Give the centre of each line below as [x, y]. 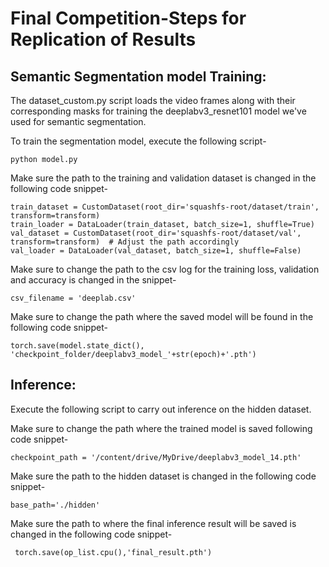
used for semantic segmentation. [78, 121]
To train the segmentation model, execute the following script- [138, 141]
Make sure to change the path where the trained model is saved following [161, 428]
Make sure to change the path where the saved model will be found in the [162, 316]
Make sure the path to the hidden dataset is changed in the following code [163, 476]
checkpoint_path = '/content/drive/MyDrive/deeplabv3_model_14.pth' [156, 457]
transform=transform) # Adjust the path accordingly [125, 242]
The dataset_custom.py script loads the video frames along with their [153, 100]
